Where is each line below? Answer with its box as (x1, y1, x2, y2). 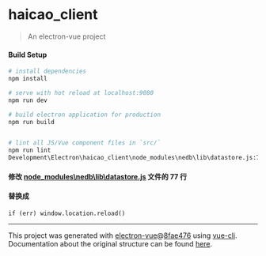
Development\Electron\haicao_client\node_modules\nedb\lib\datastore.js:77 (8, 154, 264, 162)
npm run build (8, 118, 55, 126)
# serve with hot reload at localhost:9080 (8, 88, 154, 96)
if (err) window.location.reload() (8, 209, 126, 217)
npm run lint (8, 146, 51, 155)
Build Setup (8, 50, 47, 59)
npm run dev (8, 96, 47, 104)
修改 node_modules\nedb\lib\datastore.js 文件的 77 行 (8, 171, 188, 181)
